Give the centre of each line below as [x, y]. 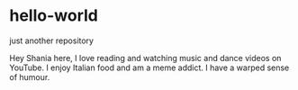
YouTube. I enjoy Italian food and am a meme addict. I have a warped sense [149, 67]
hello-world [54, 16]
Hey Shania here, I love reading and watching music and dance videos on [145, 58]
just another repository [52, 40]
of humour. [30, 76]
